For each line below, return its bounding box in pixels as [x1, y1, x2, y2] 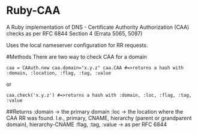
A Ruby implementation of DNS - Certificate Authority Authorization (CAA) [6, 23, 190, 31]
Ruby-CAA [6, 4, 61, 17]
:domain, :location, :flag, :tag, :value [6, 70, 112, 76]
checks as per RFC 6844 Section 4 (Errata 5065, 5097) [6, 29, 143, 37]
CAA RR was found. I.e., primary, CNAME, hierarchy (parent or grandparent [6, 114, 192, 121]
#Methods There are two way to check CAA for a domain [6, 53, 147, 60]
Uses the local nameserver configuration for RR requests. [6, 41, 148, 49]
